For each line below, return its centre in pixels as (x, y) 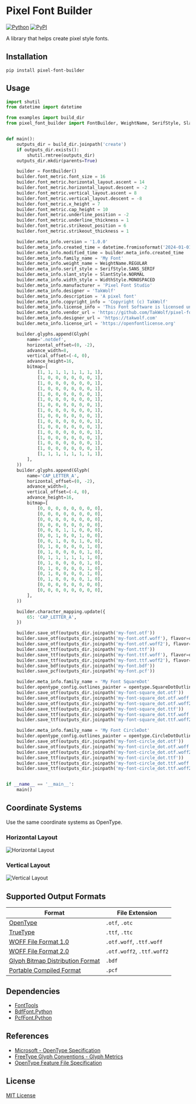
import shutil (23, 102)
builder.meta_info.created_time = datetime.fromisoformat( (90, 247)
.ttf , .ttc (119, 932)
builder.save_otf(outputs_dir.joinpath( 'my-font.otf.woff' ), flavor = (103, 639)
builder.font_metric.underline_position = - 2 (73, 215)
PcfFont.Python (33, 1018)
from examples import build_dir (45, 118)
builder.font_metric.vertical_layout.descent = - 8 (79, 198)
